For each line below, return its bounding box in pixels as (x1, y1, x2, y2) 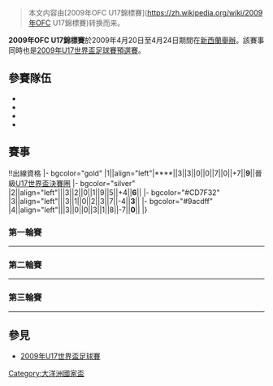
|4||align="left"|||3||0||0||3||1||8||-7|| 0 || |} (8, 205, 148, 215)
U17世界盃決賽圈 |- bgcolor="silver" (15, 178, 136, 188)
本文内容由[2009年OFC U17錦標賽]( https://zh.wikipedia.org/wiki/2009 (28, 8, 263, 17)
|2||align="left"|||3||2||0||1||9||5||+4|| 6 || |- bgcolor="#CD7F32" (8, 187, 221, 197)
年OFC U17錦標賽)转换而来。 (28, 18, 125, 28)
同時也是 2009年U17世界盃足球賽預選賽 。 (8, 46, 145, 55)
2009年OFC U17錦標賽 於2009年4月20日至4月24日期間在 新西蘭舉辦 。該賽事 (8, 36, 265, 45)
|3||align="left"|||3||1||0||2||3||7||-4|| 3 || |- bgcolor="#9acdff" (8, 196, 214, 206)
